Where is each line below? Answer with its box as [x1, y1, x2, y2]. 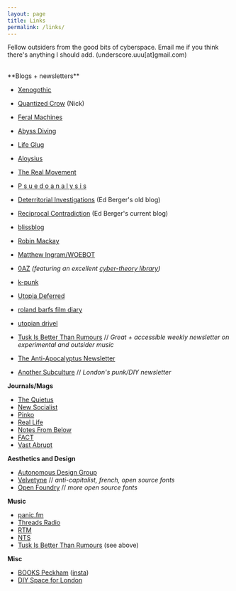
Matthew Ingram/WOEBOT [17, 250, 96, 259]
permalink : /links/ [7, 23, 65, 31]
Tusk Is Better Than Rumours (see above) [17, 541, 140, 550]
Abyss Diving [17, 127, 57, 136]
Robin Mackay [17, 237, 60, 245]
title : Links [7, 17, 46, 24]
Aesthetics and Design [7, 455, 76, 463]
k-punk [17, 278, 39, 287]
